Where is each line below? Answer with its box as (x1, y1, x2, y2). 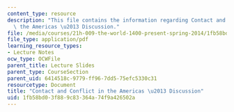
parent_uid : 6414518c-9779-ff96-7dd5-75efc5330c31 (7, 74, 157, 82)
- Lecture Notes (7, 49, 54, 56)
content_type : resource (7, 10, 77, 17)
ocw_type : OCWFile (7, 56, 61, 63)
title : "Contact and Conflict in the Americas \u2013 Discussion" (7, 88, 204, 95)
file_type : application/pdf (7, 36, 89, 43)
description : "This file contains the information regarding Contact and (7, 17, 226, 24)
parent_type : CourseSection (7, 68, 89, 75)
